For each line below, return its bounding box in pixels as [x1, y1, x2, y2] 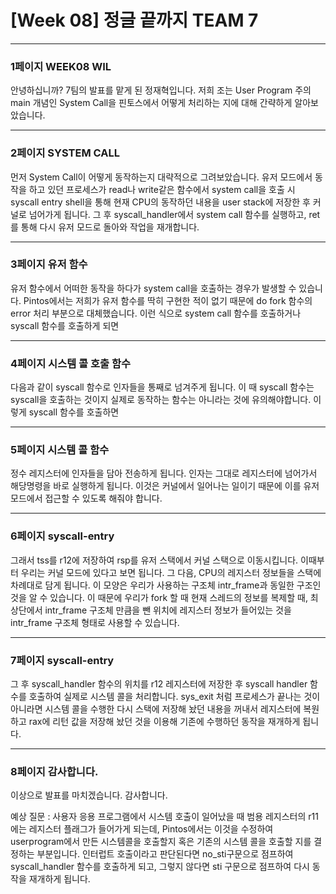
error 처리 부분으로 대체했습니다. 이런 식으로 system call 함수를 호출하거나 [10, 307, 302, 319]
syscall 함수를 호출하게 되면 [10, 319, 120, 331]
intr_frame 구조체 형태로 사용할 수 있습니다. [10, 616, 180, 628]
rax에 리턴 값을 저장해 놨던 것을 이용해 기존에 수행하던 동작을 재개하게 [28, 716, 301, 728]
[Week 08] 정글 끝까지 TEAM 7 [10, 9, 259, 32]
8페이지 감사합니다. [10, 764, 99, 778]
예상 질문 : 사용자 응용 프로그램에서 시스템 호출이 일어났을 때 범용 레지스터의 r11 [10, 811, 319, 823]
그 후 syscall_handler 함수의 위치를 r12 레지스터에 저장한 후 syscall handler [10, 678, 308, 690]
